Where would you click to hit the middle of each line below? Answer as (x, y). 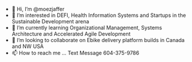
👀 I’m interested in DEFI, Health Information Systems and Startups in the (99, 15)
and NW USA (28, 46)
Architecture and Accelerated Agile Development (71, 34)
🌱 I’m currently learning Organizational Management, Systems (87, 27)
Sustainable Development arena (50, 21)
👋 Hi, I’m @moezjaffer (38, 9)
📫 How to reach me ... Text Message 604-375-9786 (75, 53)
